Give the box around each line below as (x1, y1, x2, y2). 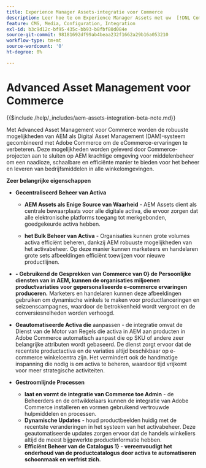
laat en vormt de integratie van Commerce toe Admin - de (24, 390, 174, 397)
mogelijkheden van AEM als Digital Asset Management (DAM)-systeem (6, 132, 186, 140)
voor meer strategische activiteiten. (15, 366, 105, 374)
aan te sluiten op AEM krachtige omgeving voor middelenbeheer (31, 152, 194, 159)
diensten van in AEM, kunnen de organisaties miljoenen (15, 277, 161, 284)
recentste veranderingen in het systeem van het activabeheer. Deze (24, 423, 196, 430)
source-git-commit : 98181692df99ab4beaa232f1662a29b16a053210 (6, 32, 169, 38)
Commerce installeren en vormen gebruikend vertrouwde (24, 403, 170, 411)
